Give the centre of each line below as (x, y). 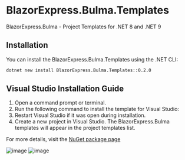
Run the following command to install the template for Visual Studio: (97, 109)
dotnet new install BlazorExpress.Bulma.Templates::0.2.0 (79, 70)
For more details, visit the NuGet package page (63, 139)
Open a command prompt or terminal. (60, 103)
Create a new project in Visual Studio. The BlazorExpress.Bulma (92, 122)
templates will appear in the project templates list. (75, 128)
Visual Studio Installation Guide (65, 89)
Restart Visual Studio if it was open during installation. (80, 115)
